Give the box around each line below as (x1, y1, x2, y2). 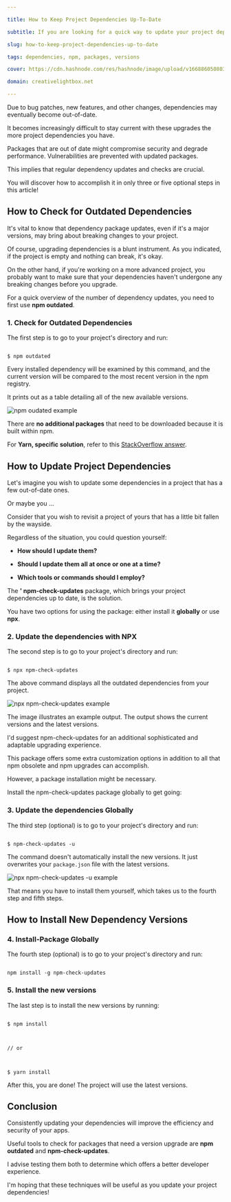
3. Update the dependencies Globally (7, 805, 134, 815)
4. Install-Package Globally (7, 934, 100, 944)
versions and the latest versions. (7, 721, 100, 729)
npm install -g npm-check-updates (7, 969, 107, 977)
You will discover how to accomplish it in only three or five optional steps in (7, 178, 220, 187)
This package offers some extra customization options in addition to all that (7, 754, 221, 763)
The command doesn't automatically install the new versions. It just (7, 852, 198, 861)
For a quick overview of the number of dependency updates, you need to (7, 293, 214, 302)
